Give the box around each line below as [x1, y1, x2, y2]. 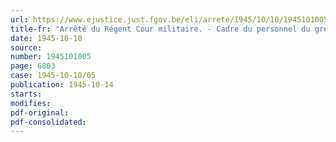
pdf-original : [10, 107, 70, 118]
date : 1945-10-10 [10, 33, 83, 43]
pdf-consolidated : [10, 117, 87, 127]
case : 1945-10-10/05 [10, 71, 97, 81]
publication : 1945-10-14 [10, 80, 114, 90]
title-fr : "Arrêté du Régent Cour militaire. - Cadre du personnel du [10, 24, 311, 34]
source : [10, 42, 43, 53]
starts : [10, 89, 43, 99]
